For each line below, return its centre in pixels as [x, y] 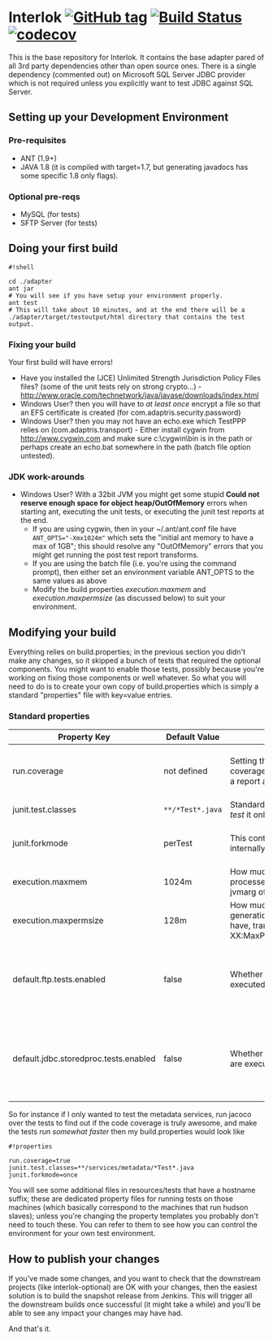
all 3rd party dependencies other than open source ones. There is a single [132, 66]
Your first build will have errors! [61, 363]
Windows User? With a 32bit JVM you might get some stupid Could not [140, 494]
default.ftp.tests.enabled [59, 980]
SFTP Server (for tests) [58, 223]
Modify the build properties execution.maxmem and [119, 590]
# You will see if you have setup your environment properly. [116, 296]
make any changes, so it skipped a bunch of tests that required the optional [135, 661]
